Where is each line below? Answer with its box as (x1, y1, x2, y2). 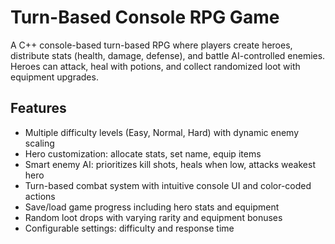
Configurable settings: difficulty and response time (24, 222, 235, 234)
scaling (24, 137, 55, 149)
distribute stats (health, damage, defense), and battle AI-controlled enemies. (10, 49, 326, 61)
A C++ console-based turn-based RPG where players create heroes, (10, 39, 293, 51)
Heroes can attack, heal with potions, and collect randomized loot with (10, 60, 301, 72)
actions (24, 190, 56, 202)
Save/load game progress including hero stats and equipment (24, 201, 280, 213)
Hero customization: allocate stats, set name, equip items (24, 147, 262, 160)
